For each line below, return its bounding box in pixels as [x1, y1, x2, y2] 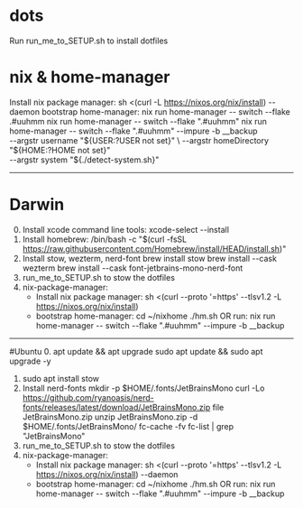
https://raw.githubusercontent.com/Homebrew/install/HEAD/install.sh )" [22, 243, 287, 254]
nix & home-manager [9, 67, 170, 88]
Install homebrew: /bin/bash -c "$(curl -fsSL [22, 234, 188, 245]
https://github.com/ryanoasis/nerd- [22, 392, 155, 402]
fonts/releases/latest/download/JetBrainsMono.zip [22, 402, 211, 412]
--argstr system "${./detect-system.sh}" [9, 154, 160, 165]
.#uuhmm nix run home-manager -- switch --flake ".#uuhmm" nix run [9, 115, 268, 126]
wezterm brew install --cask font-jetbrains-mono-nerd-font [22, 263, 243, 273]
